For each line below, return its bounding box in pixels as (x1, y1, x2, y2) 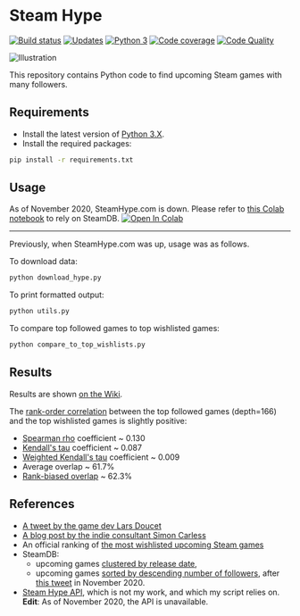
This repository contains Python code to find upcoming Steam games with (9, 69, 283, 80)
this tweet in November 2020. (35, 577, 146, 587)
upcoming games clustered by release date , (35, 558, 198, 569)
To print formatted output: (9, 289, 104, 300)
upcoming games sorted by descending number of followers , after (35, 568, 280, 579)
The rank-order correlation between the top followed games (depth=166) (9, 405, 277, 416)
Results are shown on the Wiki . (9, 388, 123, 399)
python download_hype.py (9, 273, 102, 282)
